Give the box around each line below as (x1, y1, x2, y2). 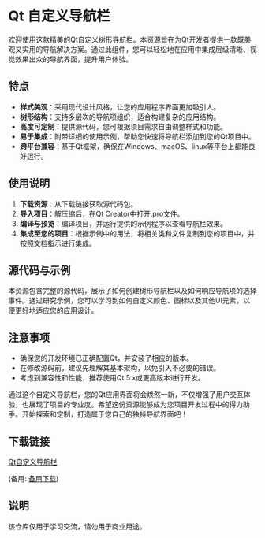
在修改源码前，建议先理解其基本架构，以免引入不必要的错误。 (19, 363, 221, 373)
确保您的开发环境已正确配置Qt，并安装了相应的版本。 (19, 354, 194, 363)
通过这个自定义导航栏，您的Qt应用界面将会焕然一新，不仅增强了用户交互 (8, 390, 244, 399)
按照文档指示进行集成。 (19, 238, 96, 248)
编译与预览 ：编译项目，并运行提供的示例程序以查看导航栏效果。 (19, 218, 227, 228)
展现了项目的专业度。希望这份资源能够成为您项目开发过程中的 (28, 399, 230, 410)
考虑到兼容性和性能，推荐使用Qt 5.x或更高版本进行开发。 (19, 373, 205, 383)
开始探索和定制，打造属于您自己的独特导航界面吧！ (21, 410, 188, 419)
